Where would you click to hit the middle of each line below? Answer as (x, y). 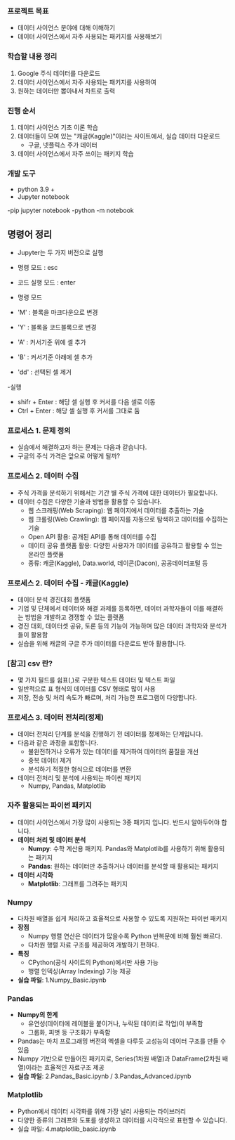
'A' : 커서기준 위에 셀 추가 (52, 342)
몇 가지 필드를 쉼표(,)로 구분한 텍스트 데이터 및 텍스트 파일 (96, 680)
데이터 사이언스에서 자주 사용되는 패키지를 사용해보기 (90, 37)
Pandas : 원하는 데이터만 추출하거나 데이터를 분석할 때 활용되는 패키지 (123, 866)
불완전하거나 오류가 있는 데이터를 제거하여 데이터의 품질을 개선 (113, 752)
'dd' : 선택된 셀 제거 (45, 372)
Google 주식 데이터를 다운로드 (59, 73)
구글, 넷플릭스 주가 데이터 (63, 145)
